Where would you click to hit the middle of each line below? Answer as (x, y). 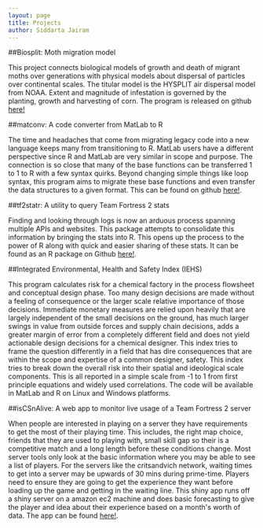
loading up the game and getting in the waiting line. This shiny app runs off (129, 491)
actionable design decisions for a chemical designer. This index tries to (123, 343)
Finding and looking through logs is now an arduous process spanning (122, 220)
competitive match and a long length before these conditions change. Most (130, 449)
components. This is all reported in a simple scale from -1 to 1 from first (123, 377)
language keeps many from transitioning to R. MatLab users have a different (131, 148)
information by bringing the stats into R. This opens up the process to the (126, 238)
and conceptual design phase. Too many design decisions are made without (131, 293)
